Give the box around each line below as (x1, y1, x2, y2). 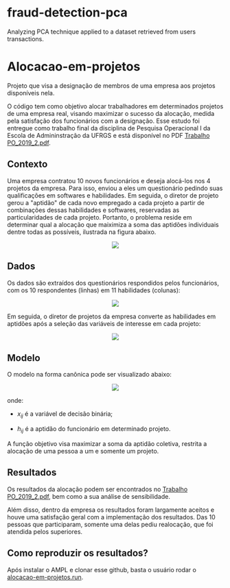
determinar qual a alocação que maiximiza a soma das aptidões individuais (7, 220, 219, 228)
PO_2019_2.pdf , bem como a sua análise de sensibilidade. (7, 492, 170, 500)
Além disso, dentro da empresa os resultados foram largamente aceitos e (7, 506, 215, 514)
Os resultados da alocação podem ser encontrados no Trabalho (7, 485, 188, 493)
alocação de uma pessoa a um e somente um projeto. (7, 447, 159, 455)
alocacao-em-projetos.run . (7, 573, 84, 581)
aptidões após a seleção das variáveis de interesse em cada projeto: (7, 319, 201, 327)
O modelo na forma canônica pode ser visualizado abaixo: (7, 371, 172, 379)
